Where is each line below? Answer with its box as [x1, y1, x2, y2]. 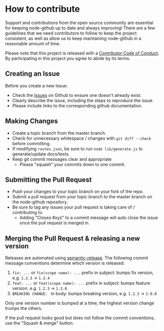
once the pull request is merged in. [19, 220, 90, 226]
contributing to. [12, 210, 44, 215]
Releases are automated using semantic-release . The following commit [5, 255, 148, 261]
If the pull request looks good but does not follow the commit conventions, [5, 315, 155, 321]
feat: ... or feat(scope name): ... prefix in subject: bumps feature [12, 280, 150, 286]
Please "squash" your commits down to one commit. [19, 161, 126, 167]
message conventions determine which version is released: [5, 260, 125, 266]
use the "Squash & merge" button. [5, 320, 74, 326]
